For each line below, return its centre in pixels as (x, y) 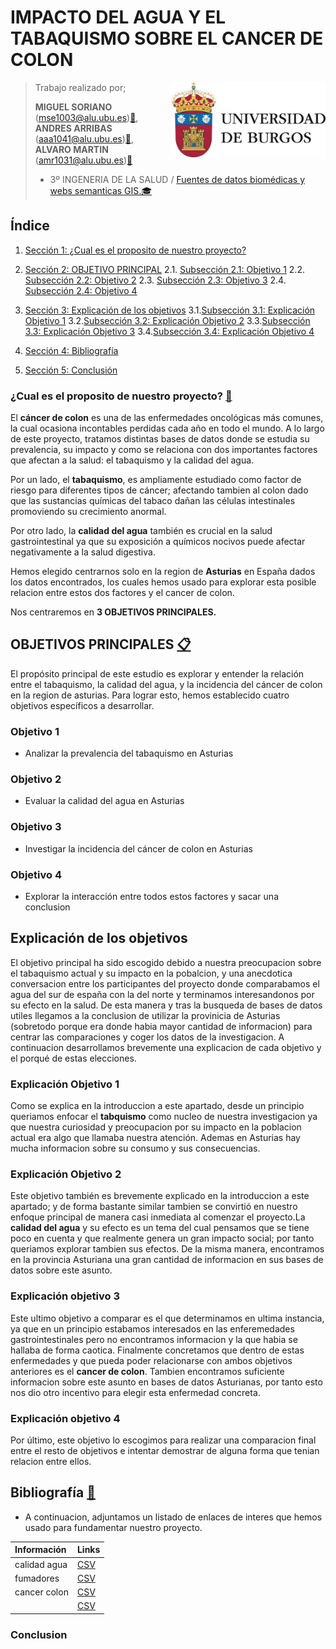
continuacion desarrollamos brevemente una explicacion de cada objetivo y (166, 1047)
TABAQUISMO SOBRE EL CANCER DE (167, 38)
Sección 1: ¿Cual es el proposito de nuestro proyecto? (135, 250)
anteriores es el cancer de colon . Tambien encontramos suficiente (147, 1371)
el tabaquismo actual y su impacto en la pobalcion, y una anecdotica (151, 973)
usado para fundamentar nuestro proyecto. (113, 1527)
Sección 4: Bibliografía (71, 350)
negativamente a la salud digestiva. (83, 552)
